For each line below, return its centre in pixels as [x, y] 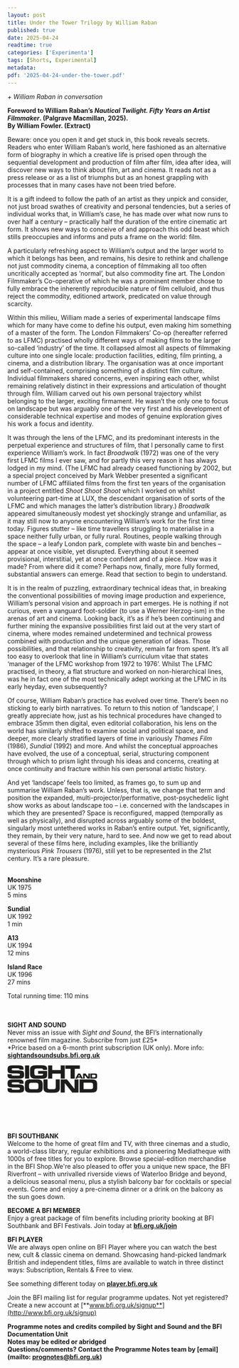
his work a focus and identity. [51, 423]
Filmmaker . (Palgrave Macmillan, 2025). [68, 118]
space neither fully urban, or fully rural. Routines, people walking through [115, 536]
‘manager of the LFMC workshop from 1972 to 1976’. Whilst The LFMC [110, 663]
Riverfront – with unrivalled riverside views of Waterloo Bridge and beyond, [117, 1174]
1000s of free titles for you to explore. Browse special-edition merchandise [117, 1158]
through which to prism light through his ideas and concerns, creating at [113, 761]
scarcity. [20, 303]
